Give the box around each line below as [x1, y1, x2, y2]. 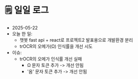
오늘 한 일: [12, 31, 33, 37]
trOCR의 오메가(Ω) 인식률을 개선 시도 [19, 43, 93, 49]
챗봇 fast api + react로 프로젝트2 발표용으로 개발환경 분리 [19, 37, 133, 43]
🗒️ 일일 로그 [5, 5, 49, 16]
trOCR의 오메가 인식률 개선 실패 [19, 56, 82, 62]
